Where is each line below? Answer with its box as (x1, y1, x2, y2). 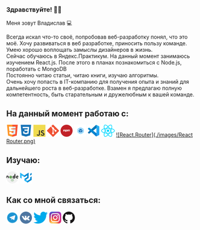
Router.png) (6, 138, 36, 145)
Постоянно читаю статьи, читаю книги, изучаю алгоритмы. (6, 72, 159, 79)
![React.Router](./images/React (116, 131, 193, 138)
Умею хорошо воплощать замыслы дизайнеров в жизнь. (6, 46, 153, 54)
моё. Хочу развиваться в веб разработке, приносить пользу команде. (6, 40, 187, 47)
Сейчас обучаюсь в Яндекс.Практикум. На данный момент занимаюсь (6, 52, 190, 60)
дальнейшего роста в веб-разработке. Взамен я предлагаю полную (6, 84, 183, 92)
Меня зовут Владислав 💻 (6, 19, 72, 26)
